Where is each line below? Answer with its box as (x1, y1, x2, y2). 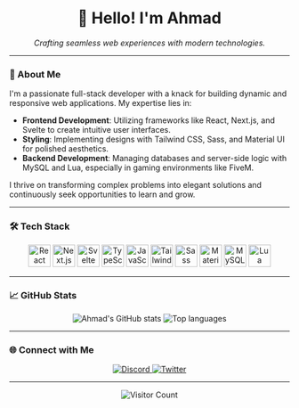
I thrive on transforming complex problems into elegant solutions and (9, 180, 263, 191)
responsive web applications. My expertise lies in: (9, 98, 192, 109)
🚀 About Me (9, 68, 61, 80)
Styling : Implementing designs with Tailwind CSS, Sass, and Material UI (21, 134, 285, 145)
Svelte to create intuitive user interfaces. (21, 125, 171, 135)
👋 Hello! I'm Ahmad (77, 8, 222, 29)
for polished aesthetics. (21, 143, 109, 154)
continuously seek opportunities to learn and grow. (9, 189, 196, 200)
